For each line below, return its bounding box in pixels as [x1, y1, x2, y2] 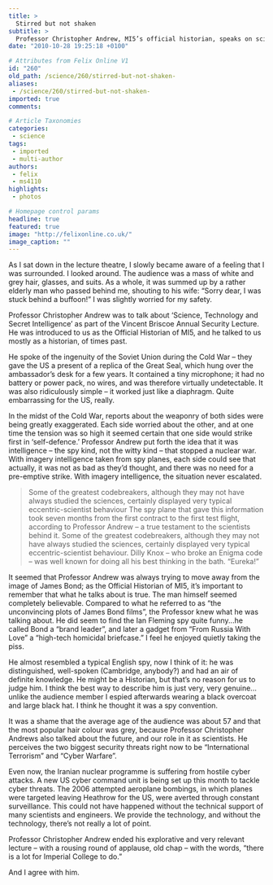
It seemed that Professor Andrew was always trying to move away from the [8, 572, 260, 582]
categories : [8, 125, 49, 133]
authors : [8, 162, 38, 171]
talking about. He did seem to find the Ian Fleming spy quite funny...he [8, 616, 244, 625]
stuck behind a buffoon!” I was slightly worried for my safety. [8, 295, 213, 304]
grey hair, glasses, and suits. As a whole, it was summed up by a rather [8, 278, 246, 287]
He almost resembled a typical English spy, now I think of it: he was [8, 657, 234, 668]
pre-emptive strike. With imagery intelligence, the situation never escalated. [8, 471, 262, 481]
